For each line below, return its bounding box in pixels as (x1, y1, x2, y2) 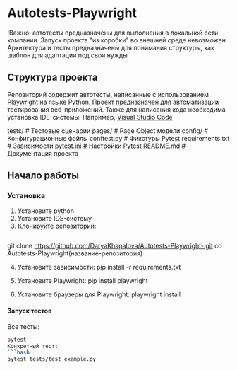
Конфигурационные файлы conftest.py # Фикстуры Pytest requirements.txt (7, 134, 230, 142)
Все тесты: (7, 322, 40, 330)
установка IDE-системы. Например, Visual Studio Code (7, 112, 173, 121)
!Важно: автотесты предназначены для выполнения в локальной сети (7, 28, 219, 37)
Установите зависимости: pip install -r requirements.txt (17, 263, 181, 272)
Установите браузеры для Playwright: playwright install (17, 290, 181, 299)
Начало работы (7, 170, 80, 182)
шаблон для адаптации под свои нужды (7, 51, 128, 59)
